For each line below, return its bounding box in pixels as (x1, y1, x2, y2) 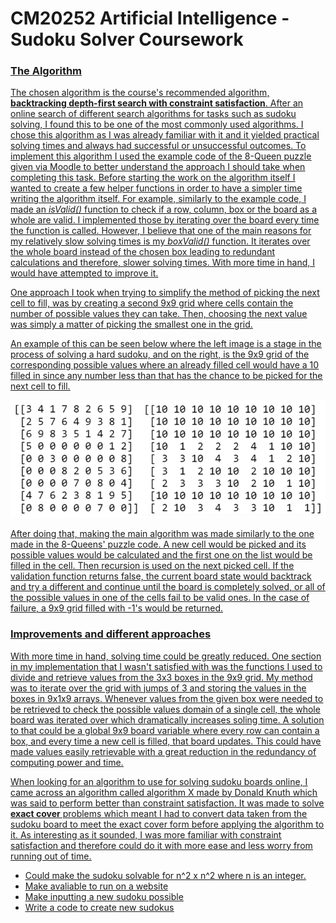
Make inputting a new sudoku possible (24, 890, 184, 902)
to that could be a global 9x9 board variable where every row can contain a (10, 724, 320, 736)
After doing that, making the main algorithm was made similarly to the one (10, 528, 315, 540)
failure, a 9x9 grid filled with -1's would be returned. (10, 602, 224, 614)
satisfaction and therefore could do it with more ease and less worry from (10, 839, 313, 851)
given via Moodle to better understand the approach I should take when (10, 161, 306, 173)
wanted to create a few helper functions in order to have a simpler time (10, 182, 303, 194)
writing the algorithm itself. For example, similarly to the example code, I (10, 193, 307, 205)
